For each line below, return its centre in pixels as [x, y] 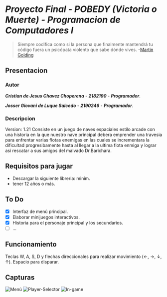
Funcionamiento [31, 244]
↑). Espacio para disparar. [32, 261]
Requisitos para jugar [39, 166]
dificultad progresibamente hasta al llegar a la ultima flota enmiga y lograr [81, 145]
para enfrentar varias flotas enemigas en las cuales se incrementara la [77, 140]
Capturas [20, 277]
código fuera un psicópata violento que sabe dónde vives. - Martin [85, 49]
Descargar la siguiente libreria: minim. [51, 178]
